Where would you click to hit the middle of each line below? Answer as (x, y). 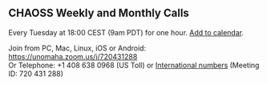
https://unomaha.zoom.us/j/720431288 (73, 56)
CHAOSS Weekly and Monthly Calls (99, 13)
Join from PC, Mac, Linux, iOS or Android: (77, 48)
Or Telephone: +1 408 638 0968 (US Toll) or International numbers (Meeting (134, 65)
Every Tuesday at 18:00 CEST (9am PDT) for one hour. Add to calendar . (126, 32)
